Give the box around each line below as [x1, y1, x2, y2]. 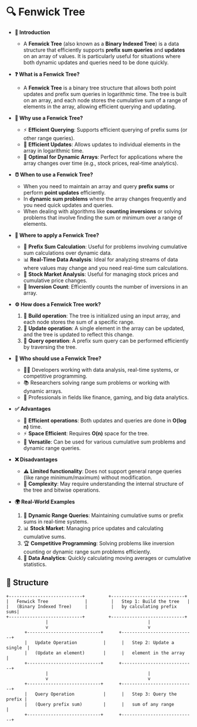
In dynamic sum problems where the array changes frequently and [23, 195, 186, 202]
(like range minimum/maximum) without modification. [23, 473, 152, 481]
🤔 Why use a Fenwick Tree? [14, 114, 83, 121]
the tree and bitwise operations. [23, 486, 101, 493]
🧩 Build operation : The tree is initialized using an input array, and [23, 312, 181, 319]
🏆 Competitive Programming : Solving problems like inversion [23, 539, 175, 546]
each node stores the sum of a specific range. [23, 318, 135, 325]
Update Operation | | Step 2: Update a [35, 639, 175, 645]
